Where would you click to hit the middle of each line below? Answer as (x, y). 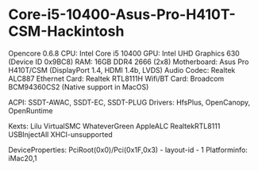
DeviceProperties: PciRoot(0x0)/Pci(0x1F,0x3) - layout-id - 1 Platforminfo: (128, 150)
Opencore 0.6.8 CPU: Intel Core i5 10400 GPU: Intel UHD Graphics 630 (124, 53)
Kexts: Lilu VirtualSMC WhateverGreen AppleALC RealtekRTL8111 (114, 126)
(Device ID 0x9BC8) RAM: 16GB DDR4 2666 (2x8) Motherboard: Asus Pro (129, 62)
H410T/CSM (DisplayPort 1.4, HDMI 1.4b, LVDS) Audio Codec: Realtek (122, 70)
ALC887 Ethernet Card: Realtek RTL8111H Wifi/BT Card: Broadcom (116, 78)
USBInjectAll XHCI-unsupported (60, 134)
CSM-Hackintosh (66, 31)
